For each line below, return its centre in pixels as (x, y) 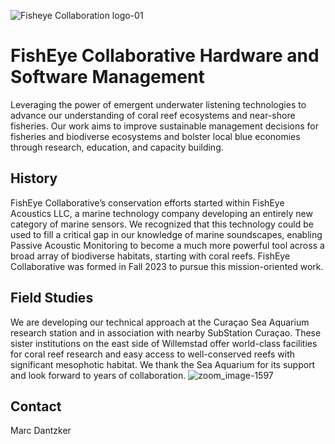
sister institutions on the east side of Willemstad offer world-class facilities (164, 343)
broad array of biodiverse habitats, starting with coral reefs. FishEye (150, 256)
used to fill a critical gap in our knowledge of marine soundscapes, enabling (166, 234)
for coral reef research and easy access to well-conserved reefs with (153, 354)
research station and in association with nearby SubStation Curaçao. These (166, 332)
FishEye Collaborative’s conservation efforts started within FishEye (147, 202)
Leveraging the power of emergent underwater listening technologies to (158, 104)
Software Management (107, 77)
